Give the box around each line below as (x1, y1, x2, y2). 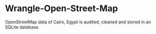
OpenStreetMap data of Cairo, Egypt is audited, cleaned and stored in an (5, 19, 151, 25)
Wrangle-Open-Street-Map (5, 3, 118, 14)
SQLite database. (5, 24, 40, 30)
